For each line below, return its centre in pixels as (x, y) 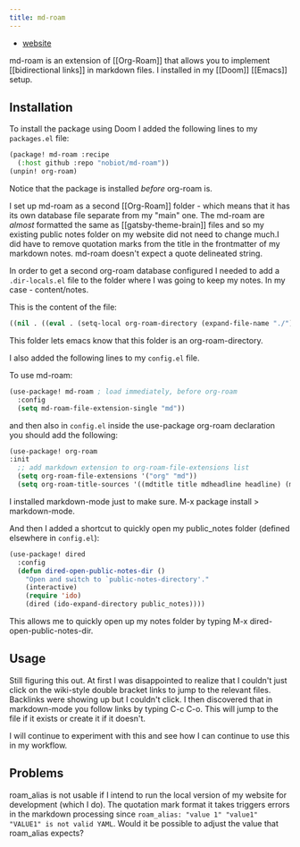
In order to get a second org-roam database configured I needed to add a (144, 271)
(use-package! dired (48, 554)
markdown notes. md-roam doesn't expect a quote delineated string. (136, 254)
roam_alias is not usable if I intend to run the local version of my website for (148, 795)
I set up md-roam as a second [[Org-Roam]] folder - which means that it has (150, 206)
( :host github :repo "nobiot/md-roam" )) (93, 163)
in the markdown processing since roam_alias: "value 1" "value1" (133, 814)
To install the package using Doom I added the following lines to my (133, 129)
